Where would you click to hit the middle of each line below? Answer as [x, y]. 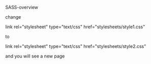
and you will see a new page [35, 56]
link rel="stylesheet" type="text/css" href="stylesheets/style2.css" [76, 46]
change [13, 17]
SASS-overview [22, 7]
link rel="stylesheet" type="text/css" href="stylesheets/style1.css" [75, 27]
